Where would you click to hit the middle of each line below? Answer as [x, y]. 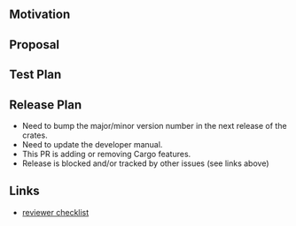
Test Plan [35, 75]
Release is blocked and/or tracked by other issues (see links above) [145, 163]
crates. [35, 135]
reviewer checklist [55, 212]
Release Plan [46, 105]
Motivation [40, 15]
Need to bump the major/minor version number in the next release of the [154, 125]
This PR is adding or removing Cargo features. [106, 154]
